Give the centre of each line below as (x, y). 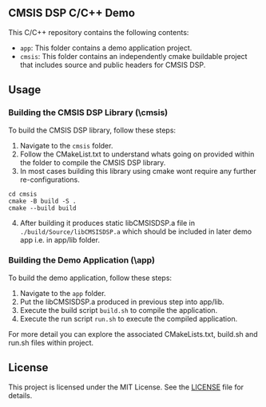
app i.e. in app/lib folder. (60, 239)
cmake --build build (43, 208)
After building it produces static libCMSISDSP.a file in (107, 223)
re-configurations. (50, 180)
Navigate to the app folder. (63, 293)
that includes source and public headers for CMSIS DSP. (113, 65)
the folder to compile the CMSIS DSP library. (93, 162)
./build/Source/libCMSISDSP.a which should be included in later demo (136, 231)
